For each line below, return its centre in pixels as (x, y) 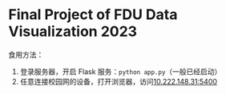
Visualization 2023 (73, 31)
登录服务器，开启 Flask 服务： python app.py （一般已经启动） (121, 71)
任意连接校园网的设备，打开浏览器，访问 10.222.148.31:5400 (119, 81)
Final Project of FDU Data (93, 15)
